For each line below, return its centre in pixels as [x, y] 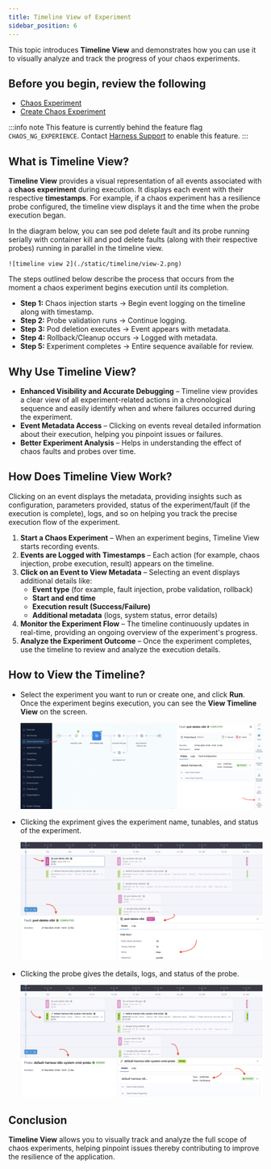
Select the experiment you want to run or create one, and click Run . [132, 694]
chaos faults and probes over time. [78, 451]
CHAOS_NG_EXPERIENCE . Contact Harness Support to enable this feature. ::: [128, 136]
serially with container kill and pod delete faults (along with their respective [133, 239]
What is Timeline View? [69, 161]
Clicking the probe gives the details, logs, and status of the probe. [129, 973]
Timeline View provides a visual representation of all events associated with [135, 181]
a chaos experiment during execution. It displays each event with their [126, 189]
